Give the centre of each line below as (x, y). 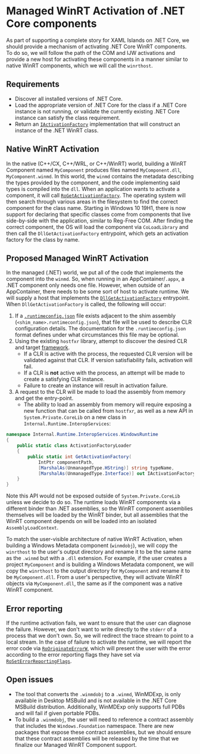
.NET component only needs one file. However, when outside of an (88, 285)
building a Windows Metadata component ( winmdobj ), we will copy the (92, 546)
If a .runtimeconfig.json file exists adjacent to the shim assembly (95, 316)
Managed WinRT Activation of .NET (96, 11)
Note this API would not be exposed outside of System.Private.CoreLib (93, 496)
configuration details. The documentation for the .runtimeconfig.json (100, 329)
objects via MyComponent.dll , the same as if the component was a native (94, 583)
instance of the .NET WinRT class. (57, 130)
